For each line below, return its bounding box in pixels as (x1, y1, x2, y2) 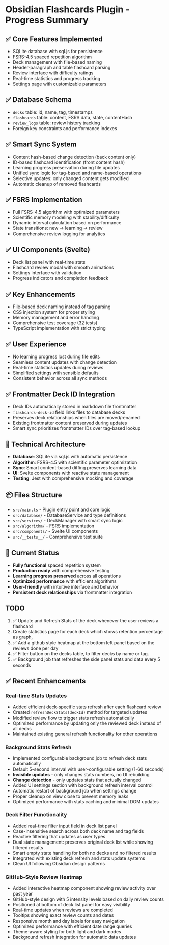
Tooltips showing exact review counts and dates (12, 912, 114, 918)
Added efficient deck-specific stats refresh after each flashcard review (12, 704, 162, 710)
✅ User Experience (5, 340, 67, 349)
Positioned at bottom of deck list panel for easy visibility (12, 901, 131, 907)
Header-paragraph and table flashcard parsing (12, 65, 111, 70)
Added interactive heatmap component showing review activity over (12, 885, 156, 891)
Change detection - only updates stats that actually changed (12, 777, 142, 783)
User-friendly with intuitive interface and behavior (12, 584, 119, 590)
